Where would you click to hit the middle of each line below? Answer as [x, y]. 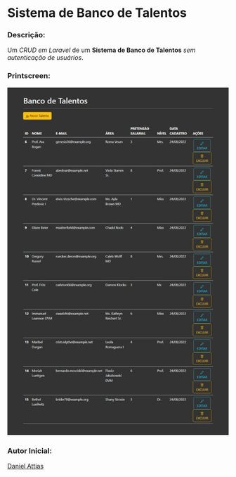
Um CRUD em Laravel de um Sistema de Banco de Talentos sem [101, 50]
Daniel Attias [26, 466]
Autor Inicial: [30, 451]
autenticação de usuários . [46, 58]
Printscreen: [29, 76]
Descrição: [26, 35]
